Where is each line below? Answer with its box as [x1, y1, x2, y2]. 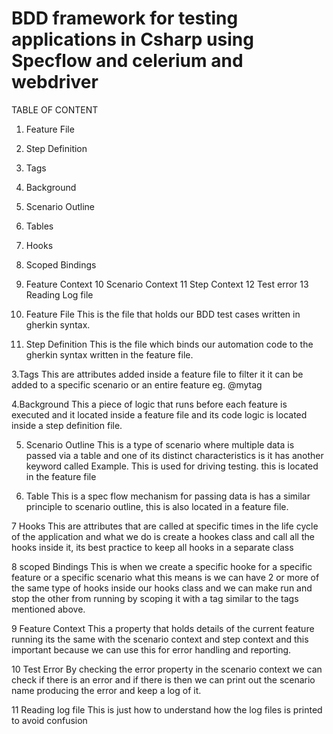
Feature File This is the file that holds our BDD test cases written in [25, 308, 301, 320]
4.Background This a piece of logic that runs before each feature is [11, 398, 288, 410]
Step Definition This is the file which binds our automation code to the [25, 338, 314, 350]
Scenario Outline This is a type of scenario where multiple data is [25, 438, 295, 451]
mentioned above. [11, 603, 86, 615]
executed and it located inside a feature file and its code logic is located [11, 408, 308, 421]
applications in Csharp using [11, 28, 254, 51]
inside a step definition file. [11, 419, 123, 431]
